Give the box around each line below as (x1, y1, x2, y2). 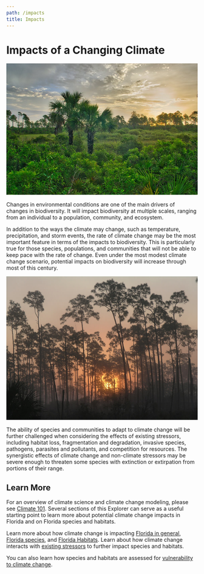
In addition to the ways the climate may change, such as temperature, (6, 225, 181, 233)
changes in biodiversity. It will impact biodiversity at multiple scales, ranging (6, 207, 197, 215)
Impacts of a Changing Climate (6, 43, 165, 57)
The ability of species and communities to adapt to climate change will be (6, 426, 190, 434)
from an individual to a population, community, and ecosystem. (6, 214, 164, 221)
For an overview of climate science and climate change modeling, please (6, 499, 189, 506)
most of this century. (6, 264, 58, 272)
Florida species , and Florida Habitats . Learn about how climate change (6, 536, 183, 544)
